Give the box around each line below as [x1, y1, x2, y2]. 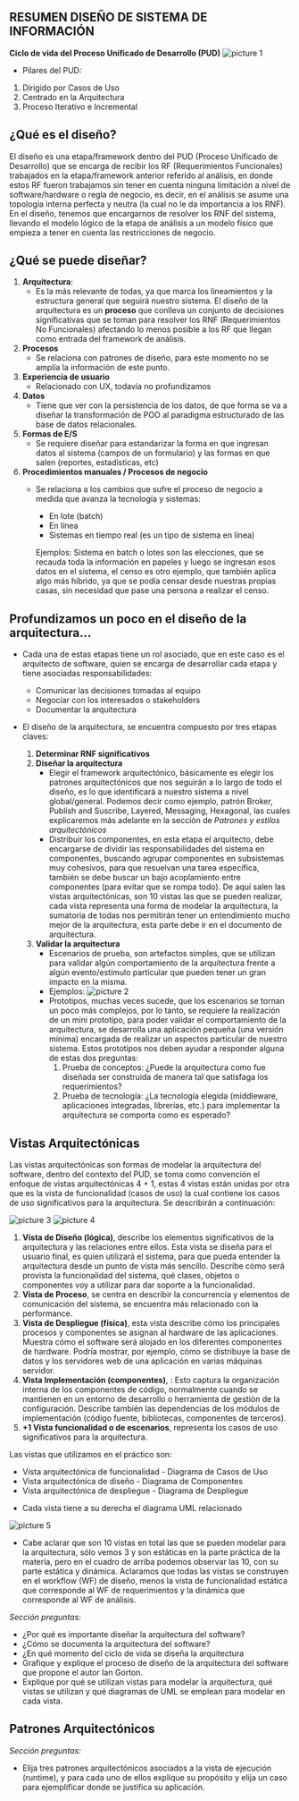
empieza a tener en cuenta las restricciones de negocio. [9, 226, 216, 238]
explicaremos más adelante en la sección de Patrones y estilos [48, 815, 280, 826]
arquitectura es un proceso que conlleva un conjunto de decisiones [35, 305, 285, 316]
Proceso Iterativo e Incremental [21, 101, 138, 112]
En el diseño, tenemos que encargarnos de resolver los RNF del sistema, [9, 208, 277, 218]
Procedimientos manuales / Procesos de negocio [21, 467, 208, 478]
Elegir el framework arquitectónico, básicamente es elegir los [48, 768, 274, 778]
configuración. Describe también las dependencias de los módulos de [21, 1403, 280, 1414]
